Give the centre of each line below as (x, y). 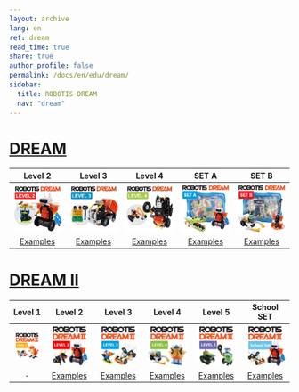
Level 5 (216, 312)
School (265, 307)
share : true (31, 57)
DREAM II (44, 280)
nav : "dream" (41, 103)
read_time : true (39, 47)
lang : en (25, 28)
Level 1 (27, 312)
